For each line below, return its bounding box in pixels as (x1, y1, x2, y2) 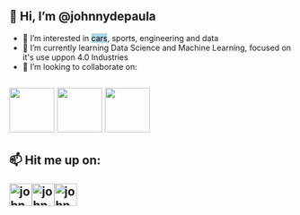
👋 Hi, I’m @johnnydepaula (9, 9, 156, 24)
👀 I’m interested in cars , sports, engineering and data (22, 32, 219, 43)
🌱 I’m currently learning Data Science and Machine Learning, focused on (22, 42, 292, 53)
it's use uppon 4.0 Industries (22, 51, 128, 63)
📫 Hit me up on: (9, 152, 101, 168)
